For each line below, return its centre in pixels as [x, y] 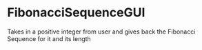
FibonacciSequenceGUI [76, 13]
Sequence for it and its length [49, 38]
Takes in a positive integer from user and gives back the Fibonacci [101, 32]
